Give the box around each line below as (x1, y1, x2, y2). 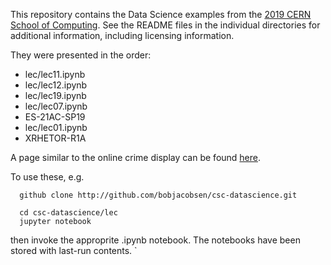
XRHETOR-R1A (24, 132, 87, 144)
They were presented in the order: (10, 49, 152, 61)
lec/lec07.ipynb (24, 100, 88, 112)
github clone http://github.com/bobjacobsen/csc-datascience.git (19, 190, 298, 200)
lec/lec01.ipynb (24, 122, 88, 133)
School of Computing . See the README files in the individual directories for (10, 19, 321, 31)
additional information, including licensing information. (10, 30, 235, 41)
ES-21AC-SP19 (24, 111, 86, 123)
